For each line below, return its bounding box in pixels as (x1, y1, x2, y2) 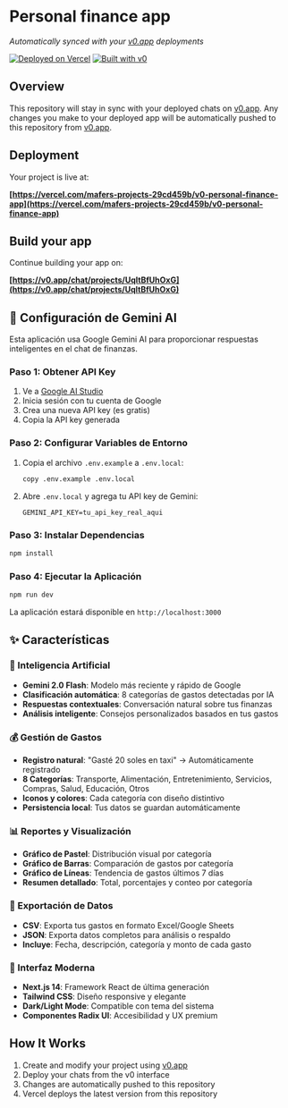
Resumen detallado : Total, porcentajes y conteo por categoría (21, 877, 253, 888)
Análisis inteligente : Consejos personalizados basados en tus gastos (21, 708, 279, 719)
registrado (21, 764, 61, 774)
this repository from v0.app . (9, 122, 112, 132)
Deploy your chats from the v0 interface (21, 1069, 170, 1079)
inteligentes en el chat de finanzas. (9, 343, 139, 354)
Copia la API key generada (21, 414, 121, 426)
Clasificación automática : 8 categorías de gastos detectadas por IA (21, 689, 275, 699)
